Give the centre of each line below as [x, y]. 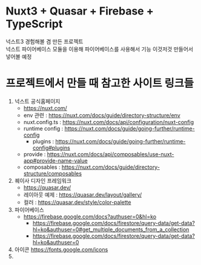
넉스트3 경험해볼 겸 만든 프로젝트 [44, 41]
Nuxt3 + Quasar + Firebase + [80, 11]
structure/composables [53, 173]
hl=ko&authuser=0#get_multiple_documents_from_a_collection [111, 229]
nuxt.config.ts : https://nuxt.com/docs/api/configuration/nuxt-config [109, 122]
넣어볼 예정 [19, 56]
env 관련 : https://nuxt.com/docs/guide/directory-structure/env [102, 115]
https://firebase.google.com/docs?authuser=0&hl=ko [90, 217]
